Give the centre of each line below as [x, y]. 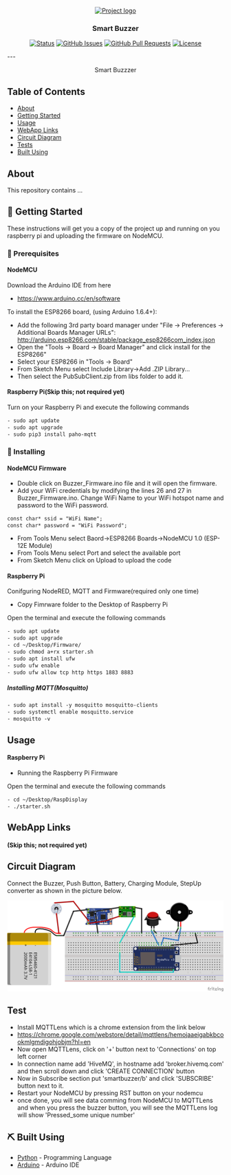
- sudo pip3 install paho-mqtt [52, 435]
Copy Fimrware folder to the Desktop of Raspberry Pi [92, 604]
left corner [32, 1056]
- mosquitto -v [29, 719]
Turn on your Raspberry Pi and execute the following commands [98, 407]
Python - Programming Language [64, 1157]
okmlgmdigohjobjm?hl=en [54, 1042]
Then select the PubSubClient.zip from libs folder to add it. [100, 376]
